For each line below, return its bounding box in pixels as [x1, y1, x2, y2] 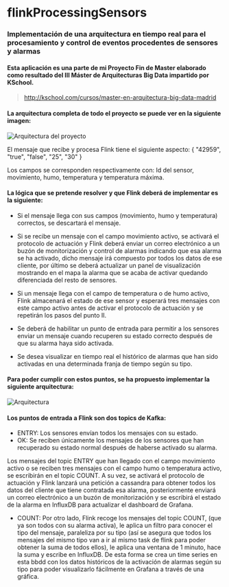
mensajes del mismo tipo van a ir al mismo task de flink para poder [16, 536, 206, 544]
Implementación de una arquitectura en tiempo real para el [7, 30, 206, 39]
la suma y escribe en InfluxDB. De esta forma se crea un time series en [16, 551, 218, 559]
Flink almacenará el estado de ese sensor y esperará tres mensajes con [16, 296, 220, 304]
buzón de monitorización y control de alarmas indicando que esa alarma [16, 246, 221, 255]
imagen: [7, 116, 32, 124]
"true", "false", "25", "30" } [7, 153, 82, 161]
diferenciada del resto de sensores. [16, 276, 118, 284]
